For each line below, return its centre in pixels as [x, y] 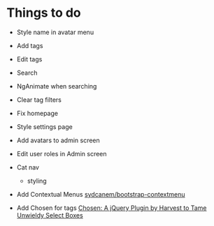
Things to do [44, 13]
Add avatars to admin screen [58, 140]
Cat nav [28, 167]
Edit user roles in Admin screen [62, 153]
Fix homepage [37, 113]
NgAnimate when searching [57, 86]
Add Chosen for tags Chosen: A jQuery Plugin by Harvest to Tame [112, 208]
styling [37, 181]
